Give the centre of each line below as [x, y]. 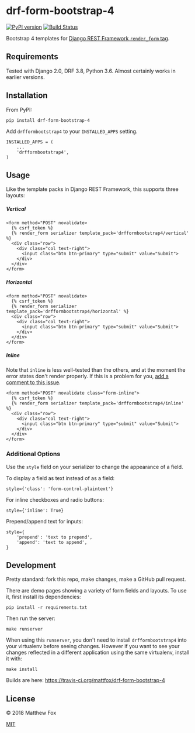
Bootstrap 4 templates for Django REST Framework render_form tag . [88, 38]
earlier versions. [25, 77]
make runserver [25, 629]
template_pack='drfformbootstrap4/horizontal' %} [68, 311]
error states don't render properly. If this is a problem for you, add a [88, 376]
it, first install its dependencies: [43, 597]
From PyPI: [19, 109]
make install [22, 669]
